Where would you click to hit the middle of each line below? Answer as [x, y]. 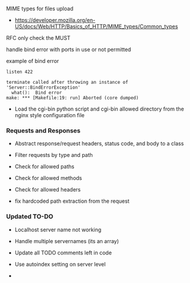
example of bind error [33, 61]
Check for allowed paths [44, 166]
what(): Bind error [37, 93]
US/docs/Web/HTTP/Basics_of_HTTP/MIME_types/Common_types [96, 26]
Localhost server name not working [58, 229]
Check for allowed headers [48, 190]
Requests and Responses [44, 130]
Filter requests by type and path [54, 155]
